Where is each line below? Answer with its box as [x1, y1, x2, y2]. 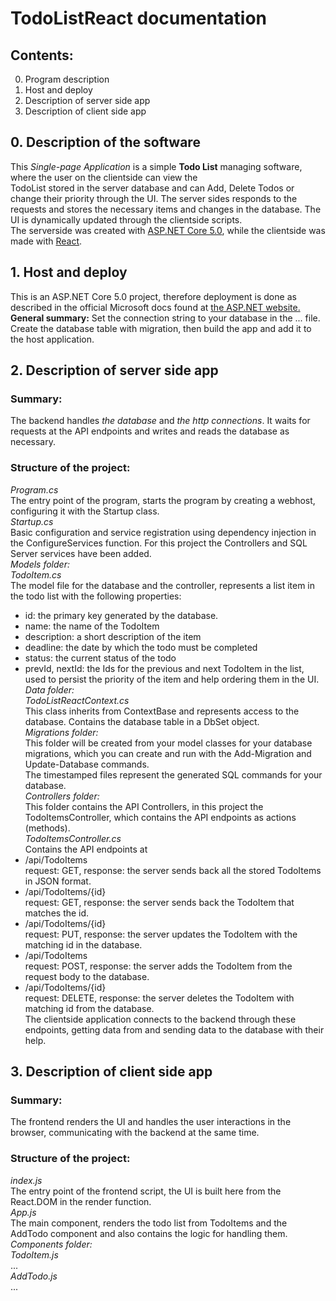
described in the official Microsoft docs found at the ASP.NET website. [10, 301, 301, 313]
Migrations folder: [24, 726, 99, 738]
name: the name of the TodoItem [24, 620, 160, 632]
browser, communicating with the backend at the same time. [10, 1127, 260, 1139]
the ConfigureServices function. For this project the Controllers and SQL [10, 537, 308, 549]
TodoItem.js [10, 1248, 59, 1261]
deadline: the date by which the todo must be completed [24, 641, 258, 653]
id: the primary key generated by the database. [24, 609, 219, 621]
